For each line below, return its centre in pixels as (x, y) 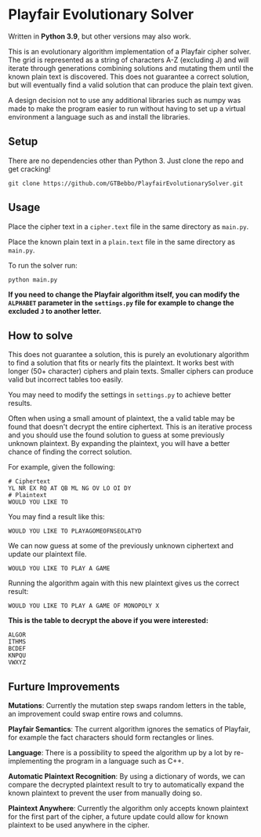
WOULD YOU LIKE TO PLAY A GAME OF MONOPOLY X (83, 606)
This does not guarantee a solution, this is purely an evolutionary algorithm (129, 355)
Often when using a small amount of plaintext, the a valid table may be (121, 418)
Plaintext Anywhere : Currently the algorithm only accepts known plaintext (128, 809)
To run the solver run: (43, 265)
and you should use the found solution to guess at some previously (116, 435)
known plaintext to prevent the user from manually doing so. (105, 793)
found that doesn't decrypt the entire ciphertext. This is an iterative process (130, 427)
